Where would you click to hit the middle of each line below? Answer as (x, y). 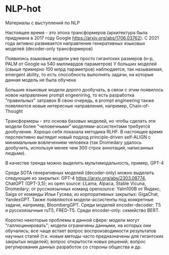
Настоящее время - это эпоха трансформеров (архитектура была (76, 32)
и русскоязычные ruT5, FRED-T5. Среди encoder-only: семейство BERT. (82, 210)
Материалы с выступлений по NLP (42, 23)
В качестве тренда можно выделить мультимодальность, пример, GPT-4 (84, 163)
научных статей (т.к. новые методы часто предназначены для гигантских (84, 236)
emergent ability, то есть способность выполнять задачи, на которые (79, 74)
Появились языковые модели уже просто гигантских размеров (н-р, (79, 58)
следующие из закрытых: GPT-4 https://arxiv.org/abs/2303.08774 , (76, 178)
